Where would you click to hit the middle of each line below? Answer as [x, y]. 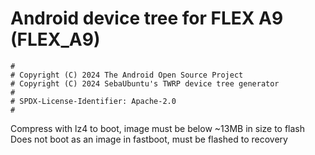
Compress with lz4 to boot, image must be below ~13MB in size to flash [158, 128]
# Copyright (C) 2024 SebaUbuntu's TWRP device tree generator [145, 83]
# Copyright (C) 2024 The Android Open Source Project [127, 75]
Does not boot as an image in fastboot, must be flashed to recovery [149, 139]
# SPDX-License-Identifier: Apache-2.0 [93, 101]
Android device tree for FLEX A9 [147, 18]
